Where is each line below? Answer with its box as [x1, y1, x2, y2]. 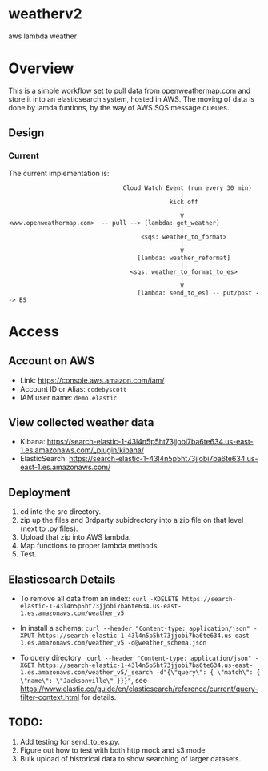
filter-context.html [19, 693, 80, 701]
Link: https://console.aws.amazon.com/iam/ [19, 375, 165, 385]
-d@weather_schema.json [127, 639, 207, 647]
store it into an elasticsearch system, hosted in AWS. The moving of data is [8, 94, 255, 104]
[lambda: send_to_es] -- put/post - [137, 289, 260, 297]
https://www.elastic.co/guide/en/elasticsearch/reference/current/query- [19, 684, 258, 693]
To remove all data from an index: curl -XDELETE [19, 594, 179, 603]
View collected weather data [8, 416, 154, 429]
